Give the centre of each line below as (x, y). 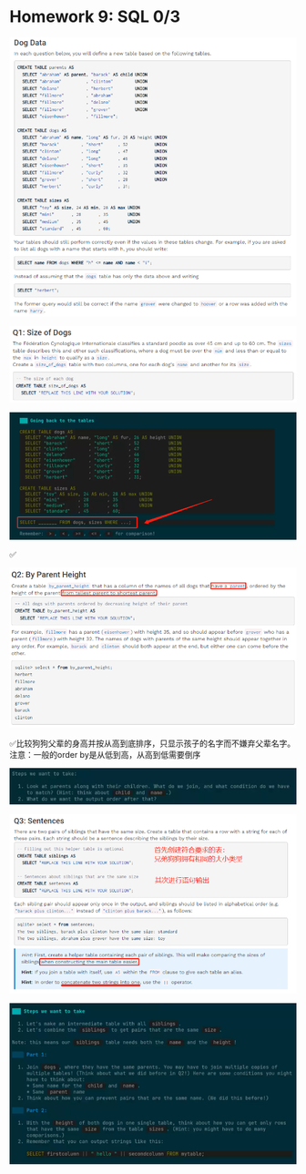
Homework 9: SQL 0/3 (95, 17)
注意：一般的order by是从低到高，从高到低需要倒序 (105, 755)
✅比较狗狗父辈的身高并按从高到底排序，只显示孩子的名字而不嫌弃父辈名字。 (153, 743)
